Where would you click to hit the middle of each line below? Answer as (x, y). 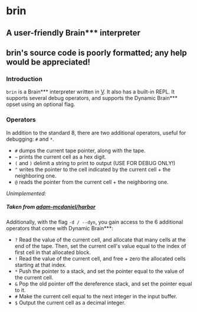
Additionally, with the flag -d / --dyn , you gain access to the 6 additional (95, 222)
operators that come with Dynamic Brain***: (60, 228)
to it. (20, 290)
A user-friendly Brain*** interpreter (73, 33)
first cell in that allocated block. (53, 252)
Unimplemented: (26, 193)
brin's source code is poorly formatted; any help (97, 52)
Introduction (24, 79)
